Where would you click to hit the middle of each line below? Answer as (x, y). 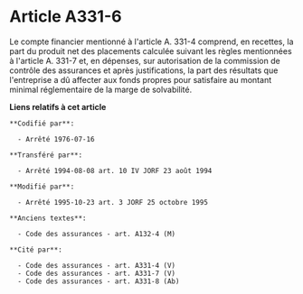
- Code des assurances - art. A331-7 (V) (97, 273)
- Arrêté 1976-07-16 (56, 139)
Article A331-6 (66, 17)
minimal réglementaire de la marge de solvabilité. (101, 89)
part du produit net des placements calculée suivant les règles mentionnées (151, 51)
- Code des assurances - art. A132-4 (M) (97, 234)
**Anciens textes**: (48, 218)
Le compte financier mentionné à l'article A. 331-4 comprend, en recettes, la (151, 41)
